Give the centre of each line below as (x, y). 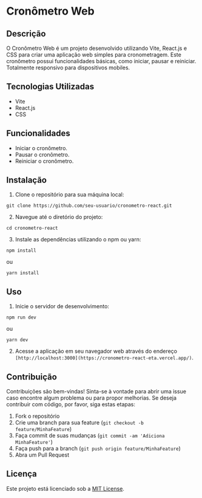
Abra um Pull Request (42, 455)
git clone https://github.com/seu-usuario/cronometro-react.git (89, 206)
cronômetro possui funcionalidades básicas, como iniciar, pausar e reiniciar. (101, 61)
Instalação (27, 180)
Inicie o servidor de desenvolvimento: (62, 306)
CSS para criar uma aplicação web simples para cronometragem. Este (94, 55)
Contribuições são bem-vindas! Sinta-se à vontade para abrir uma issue (96, 392)
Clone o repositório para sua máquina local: (69, 195)
